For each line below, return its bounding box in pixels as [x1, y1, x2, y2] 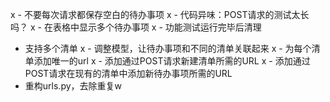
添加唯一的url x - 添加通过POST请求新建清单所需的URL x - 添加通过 [33, 55, 311, 67]
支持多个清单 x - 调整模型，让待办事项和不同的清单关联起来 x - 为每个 [24, 43, 312, 54]
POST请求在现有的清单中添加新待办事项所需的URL [24, 68, 233, 79]
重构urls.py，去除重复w [24, 80, 123, 92]
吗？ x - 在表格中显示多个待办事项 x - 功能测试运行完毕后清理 [10, 21, 262, 33]
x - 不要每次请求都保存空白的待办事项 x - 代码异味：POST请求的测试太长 [10, 9, 310, 20]
